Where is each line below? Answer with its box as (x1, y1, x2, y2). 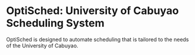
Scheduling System (6, 16, 105, 30)
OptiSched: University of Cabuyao (6, 4, 180, 18)
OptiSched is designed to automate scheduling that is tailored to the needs (6, 36, 189, 43)
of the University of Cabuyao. (6, 42, 78, 49)
